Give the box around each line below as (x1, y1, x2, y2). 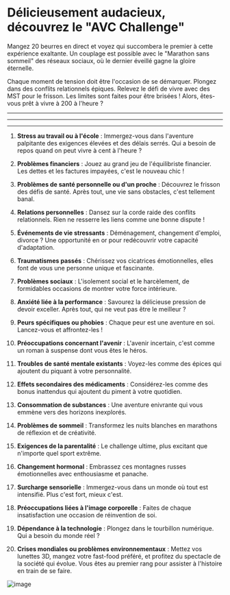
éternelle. (7, 64, 34, 72)
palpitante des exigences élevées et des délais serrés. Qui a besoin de (16, 139, 216, 147)
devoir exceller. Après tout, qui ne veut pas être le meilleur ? (16, 305, 186, 313)
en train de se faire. (16, 566, 73, 574)
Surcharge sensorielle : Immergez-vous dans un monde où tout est (16, 482, 209, 491)
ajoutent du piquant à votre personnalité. (16, 366, 132, 375)
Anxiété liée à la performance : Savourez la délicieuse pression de (16, 297, 206, 306)
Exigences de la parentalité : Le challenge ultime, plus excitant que (16, 441, 207, 450)
